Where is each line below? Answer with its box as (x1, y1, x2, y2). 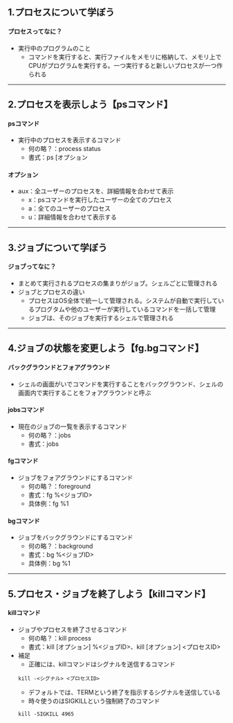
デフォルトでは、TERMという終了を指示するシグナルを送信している (28, 688, 221, 696)
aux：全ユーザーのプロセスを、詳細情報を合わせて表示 (17, 187, 174, 195)
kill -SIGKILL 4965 (17, 711, 75, 717)
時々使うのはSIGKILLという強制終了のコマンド (28, 697, 160, 705)
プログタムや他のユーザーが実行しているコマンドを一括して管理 (34, 305, 216, 313)
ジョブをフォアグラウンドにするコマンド (17, 473, 133, 481)
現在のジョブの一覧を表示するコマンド (17, 422, 127, 431)
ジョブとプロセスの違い (17, 287, 85, 296)
